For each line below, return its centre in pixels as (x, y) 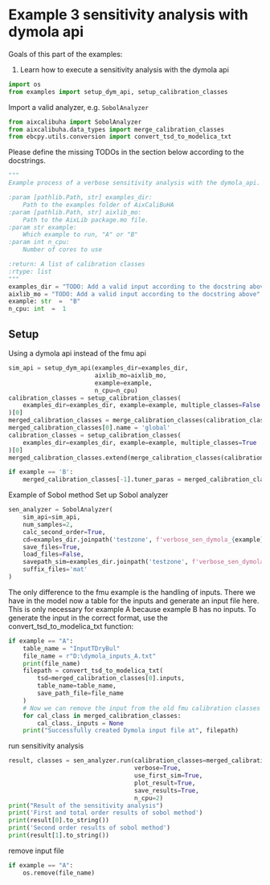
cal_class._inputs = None (81, 723)
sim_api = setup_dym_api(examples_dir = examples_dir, (98, 368)
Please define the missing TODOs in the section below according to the (126, 152)
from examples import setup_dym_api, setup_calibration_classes (118, 92)
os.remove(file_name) (59, 873)
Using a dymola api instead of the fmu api (78, 353)
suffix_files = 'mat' (55, 569)
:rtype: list (30, 271)
